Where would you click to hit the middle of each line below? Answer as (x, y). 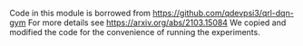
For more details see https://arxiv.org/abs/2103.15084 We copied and (157, 23)
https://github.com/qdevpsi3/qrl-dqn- (224, 13)
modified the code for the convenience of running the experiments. (135, 32)
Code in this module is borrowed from (80, 13)
